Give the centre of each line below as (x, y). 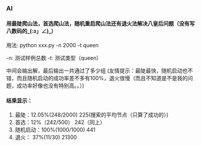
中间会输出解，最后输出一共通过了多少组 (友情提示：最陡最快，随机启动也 (97, 71)
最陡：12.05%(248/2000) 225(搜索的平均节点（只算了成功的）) (92, 115)
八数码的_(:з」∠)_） (31, 31)
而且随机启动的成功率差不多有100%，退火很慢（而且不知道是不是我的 (102, 78)
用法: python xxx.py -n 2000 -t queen (52, 45)
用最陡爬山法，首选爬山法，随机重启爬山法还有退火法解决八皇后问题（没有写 (100, 23)
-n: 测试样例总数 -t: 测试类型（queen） (54, 58)
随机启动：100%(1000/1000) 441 (55, 130)
